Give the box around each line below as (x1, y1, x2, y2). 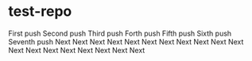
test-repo (8, 2, 72, 21)
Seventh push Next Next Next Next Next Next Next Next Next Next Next (8, 36, 244, 46)
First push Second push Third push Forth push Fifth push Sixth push (8, 29, 232, 38)
